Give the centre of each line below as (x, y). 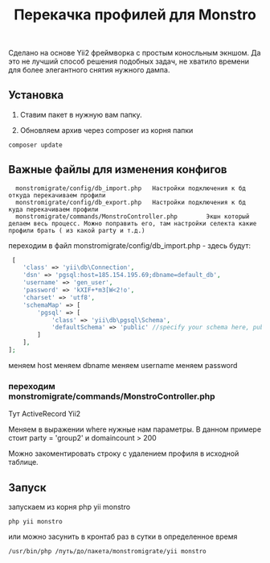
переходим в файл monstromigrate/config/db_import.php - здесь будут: (130, 245)
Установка (36, 95)
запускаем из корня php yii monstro (70, 507)
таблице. (23, 462)
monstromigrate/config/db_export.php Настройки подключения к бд (131, 202)
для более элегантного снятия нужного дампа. (89, 69)
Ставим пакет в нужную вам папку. (81, 114)
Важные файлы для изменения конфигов (118, 170)
